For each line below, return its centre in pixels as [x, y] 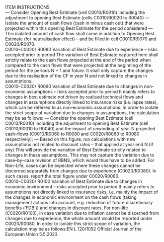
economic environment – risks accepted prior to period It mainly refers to [80, 187]
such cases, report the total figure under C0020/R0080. [62, 176]
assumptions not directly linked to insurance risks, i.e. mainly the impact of [82, 192]
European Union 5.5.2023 [32, 234]
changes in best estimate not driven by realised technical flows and [74, 97]
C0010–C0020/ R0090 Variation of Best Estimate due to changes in [74, 86]
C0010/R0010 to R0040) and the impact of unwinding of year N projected [80, 128]
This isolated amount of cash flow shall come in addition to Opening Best [80, 34]
